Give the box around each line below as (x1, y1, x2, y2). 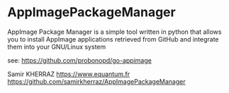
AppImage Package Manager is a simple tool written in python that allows (7, 27, 222, 36)
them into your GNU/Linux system (7, 42, 106, 51)
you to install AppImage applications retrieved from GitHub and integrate (7, 35, 219, 43)
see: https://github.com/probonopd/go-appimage (7, 56, 152, 64)
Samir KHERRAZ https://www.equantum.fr (7, 70, 130, 78)
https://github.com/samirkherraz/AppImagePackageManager (7, 77, 186, 85)
